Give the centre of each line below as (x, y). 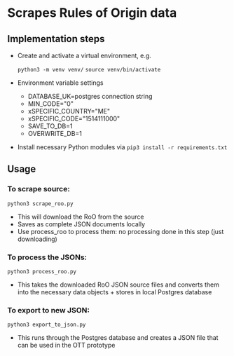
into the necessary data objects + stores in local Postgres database (115, 292)
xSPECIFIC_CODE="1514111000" (74, 118)
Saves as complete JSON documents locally (81, 224)
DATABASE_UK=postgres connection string (90, 96)
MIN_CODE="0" (50, 104)
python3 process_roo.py (42, 271)
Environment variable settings (60, 83)
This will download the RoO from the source (81, 217)
